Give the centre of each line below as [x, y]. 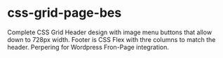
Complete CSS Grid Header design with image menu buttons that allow [110, 32]
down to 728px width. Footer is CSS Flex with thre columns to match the [111, 39]
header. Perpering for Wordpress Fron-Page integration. [88, 47]
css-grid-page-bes [65, 13]
